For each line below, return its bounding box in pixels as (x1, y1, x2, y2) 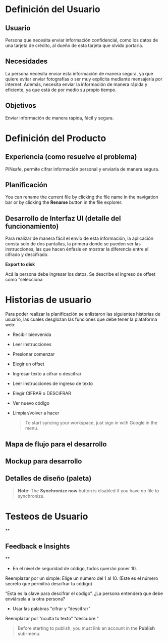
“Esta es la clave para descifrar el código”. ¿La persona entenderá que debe (5, 590, 163, 596)
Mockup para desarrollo (5, 457, 82, 465)
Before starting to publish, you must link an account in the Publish (17, 625, 155, 631)
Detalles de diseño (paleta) (5, 474, 92, 483)
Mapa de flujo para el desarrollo (5, 440, 107, 448)
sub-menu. (17, 630, 41, 636)
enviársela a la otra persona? (5, 595, 66, 602)
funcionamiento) (5, 222, 59, 231)
